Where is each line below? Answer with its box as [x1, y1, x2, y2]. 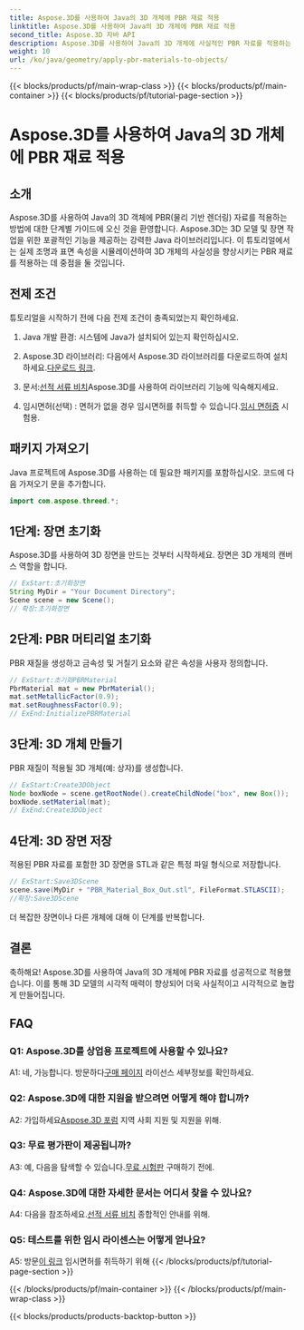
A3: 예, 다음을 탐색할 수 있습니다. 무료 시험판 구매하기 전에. [9, 1161, 215, 1172]
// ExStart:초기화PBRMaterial [9, 675, 118, 685]
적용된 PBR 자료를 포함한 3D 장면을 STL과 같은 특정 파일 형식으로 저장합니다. [9, 859, 281, 870]
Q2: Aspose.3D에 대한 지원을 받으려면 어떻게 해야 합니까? [9, 1092, 250, 1105]
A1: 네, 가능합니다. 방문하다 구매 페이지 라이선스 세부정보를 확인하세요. [9, 1067, 255, 1078]
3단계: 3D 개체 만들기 [9, 737, 123, 752]
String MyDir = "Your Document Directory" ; [9, 587, 176, 597]
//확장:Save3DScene [9, 894, 80, 903]
